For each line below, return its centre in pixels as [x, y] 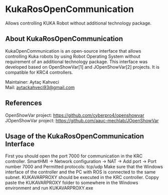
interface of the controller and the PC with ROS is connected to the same [80, 172]
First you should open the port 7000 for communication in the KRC [74, 156]
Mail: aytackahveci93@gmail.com [40, 87]
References [24, 103]
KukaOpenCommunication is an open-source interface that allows [73, 51]
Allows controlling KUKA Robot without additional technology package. [78, 23]
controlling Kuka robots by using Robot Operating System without [73, 56]
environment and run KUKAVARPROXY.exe [49, 188]
